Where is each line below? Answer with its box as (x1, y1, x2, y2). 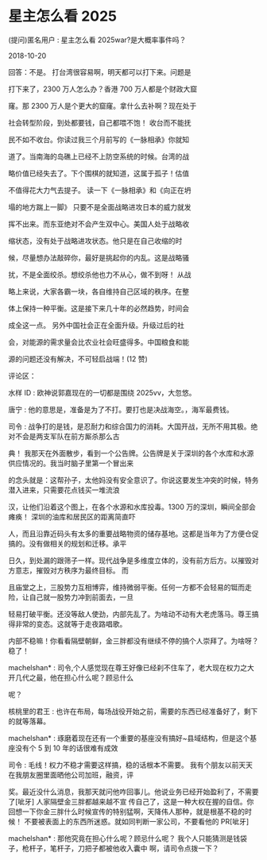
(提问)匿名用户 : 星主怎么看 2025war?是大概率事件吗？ (8, 35, 187, 44)
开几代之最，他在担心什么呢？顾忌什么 (8, 673, 133, 682)
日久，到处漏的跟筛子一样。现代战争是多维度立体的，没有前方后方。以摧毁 (8, 555, 252, 565)
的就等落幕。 (8, 716, 50, 726)
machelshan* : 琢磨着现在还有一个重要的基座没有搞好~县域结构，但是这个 (8, 733, 250, 742)
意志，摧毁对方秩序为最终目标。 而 (14, 565, 129, 575)
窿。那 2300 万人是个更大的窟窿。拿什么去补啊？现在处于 (8, 101, 197, 110)
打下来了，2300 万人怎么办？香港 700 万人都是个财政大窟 (8, 84, 198, 94)
